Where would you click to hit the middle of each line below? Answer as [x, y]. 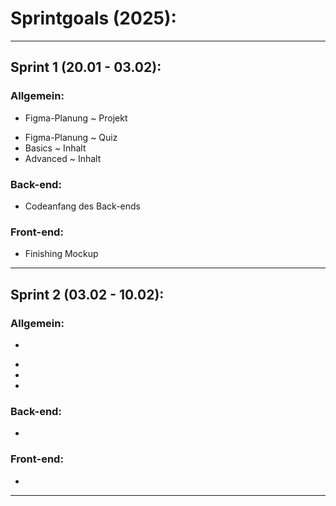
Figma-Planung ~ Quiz [71, 137]
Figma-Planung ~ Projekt [76, 118]
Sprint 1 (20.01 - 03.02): [86, 67]
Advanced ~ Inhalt [63, 158]
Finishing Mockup [61, 254]
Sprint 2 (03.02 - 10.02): [87, 294]
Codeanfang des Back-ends [83, 206]
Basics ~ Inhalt [55, 148]
